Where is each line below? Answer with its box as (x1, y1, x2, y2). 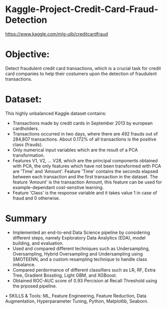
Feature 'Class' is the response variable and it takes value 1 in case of (12, 190, 157, 196)
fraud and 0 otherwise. (12, 195, 61, 201)
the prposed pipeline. (12, 283, 57, 289)
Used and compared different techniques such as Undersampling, (12, 245, 150, 252)
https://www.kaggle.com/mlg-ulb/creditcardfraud (5, 31, 108, 37)
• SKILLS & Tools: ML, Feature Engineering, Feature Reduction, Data (5, 292, 147, 298)
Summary (5, 213, 47, 224)
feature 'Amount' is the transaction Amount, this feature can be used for (12, 179, 162, 185)
